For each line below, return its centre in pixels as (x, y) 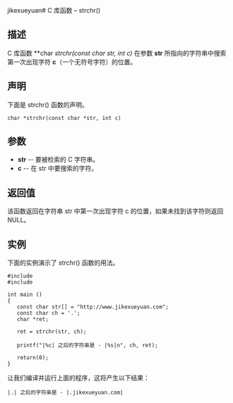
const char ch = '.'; (48, 313)
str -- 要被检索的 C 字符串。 (58, 160)
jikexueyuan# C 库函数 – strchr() (54, 10)
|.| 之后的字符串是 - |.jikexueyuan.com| (65, 393)
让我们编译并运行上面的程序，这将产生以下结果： (78, 378)
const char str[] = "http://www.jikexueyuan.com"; (93, 307)
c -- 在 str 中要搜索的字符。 (57, 169)
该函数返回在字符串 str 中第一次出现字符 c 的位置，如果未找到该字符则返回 (115, 211)
